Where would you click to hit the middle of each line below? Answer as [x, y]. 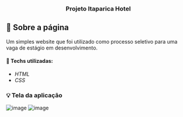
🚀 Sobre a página [37, 28]
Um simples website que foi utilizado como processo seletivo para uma [92, 41]
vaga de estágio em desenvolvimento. [52, 48]
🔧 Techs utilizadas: [30, 61]
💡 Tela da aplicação [34, 95]
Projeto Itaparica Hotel [98, 9]
